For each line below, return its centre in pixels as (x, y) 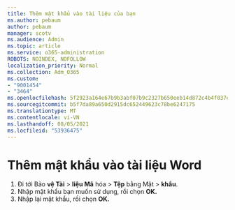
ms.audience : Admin (36, 40)
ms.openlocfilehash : (37, 98)
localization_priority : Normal (53, 66)
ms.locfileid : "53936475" (45, 130)
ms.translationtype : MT (42, 111)
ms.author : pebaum (34, 20)
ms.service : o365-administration (56, 53)
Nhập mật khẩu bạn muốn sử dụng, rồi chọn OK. (87, 192)
